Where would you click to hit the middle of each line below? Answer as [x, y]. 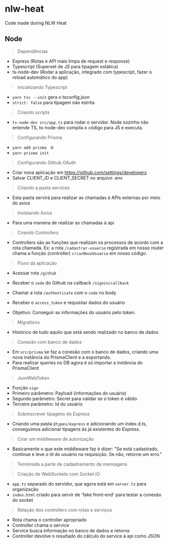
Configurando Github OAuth [46, 162]
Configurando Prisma [39, 137]
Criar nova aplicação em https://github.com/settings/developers [79, 172]
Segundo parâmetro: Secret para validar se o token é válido [75, 398]
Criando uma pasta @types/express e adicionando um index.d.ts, [79, 423]
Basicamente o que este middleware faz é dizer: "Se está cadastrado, [85, 449]
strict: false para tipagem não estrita [53, 102]
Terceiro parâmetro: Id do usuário [47, 404]
